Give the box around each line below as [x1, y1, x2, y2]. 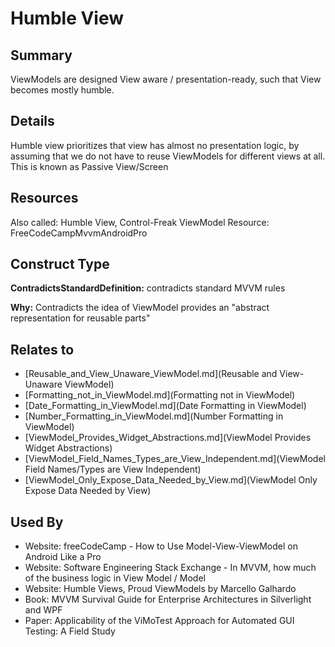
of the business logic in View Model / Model [24, 572, 206, 584]
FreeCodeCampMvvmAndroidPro [10, 227, 148, 239]
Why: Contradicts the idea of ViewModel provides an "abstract [10, 302, 270, 314]
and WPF [24, 604, 63, 616]
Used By [10, 513, 64, 531]
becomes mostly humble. [10, 84, 115, 96]
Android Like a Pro [24, 551, 102, 563]
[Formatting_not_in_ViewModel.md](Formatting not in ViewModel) [24, 389, 296, 401]
